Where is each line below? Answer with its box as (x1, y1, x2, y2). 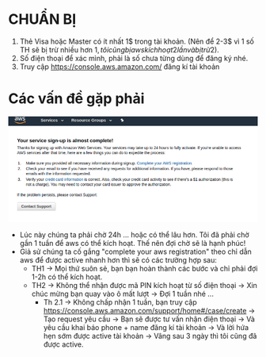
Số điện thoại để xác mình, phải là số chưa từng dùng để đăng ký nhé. (19, 53, 249, 63)
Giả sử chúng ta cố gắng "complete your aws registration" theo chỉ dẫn (19, 247, 252, 256)
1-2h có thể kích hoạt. (31, 272, 103, 282)
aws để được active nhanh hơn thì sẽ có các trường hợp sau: (19, 255, 218, 265)
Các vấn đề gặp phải (8, 90, 145, 108)
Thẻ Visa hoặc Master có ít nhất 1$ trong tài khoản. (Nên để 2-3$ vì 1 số (19, 36, 255, 46)
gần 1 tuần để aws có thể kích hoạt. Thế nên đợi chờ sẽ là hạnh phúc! (19, 239, 246, 248)
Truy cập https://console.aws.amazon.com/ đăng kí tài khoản (19, 62, 220, 71)
